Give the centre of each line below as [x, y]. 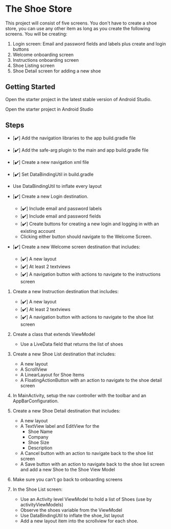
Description [40, 448]
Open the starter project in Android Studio [49, 109]
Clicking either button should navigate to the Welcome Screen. [86, 236]
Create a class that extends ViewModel [54, 334]
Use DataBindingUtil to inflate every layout [57, 186]
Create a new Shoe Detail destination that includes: [66, 411]
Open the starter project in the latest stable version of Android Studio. [79, 99]
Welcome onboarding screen [43, 55]
